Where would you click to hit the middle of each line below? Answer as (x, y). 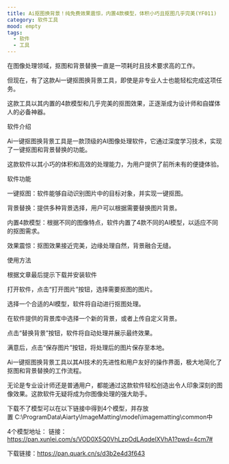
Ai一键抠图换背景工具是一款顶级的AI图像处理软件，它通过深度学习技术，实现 (114, 141)
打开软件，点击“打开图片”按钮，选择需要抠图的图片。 (82, 289)
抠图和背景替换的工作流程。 (46, 370)
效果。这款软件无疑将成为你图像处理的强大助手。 (82, 394)
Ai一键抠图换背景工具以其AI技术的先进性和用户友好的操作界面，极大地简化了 (114, 362)
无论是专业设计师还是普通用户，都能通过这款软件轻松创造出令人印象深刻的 (112, 385)
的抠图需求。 (25, 231)
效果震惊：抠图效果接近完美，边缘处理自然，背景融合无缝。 (91, 245)
